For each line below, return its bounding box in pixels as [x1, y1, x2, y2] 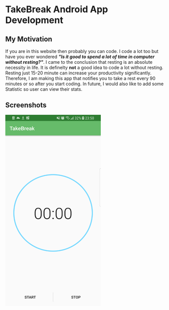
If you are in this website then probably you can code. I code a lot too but [5, 48, 159, 54]
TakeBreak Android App [5, 4, 108, 15]
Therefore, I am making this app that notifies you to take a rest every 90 [5, 75, 156, 81]
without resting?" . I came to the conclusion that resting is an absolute [5, 59, 153, 65]
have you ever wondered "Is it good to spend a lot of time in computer [5, 54, 155, 60]
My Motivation [5, 35, 52, 43]
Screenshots [5, 101, 47, 110]
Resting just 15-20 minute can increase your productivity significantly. [5, 70, 152, 76]
